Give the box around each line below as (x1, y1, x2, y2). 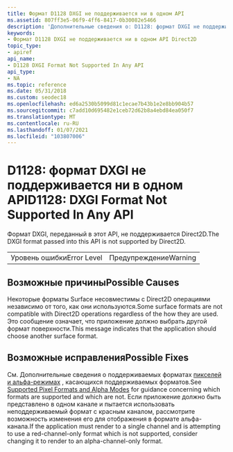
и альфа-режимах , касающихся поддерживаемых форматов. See (7, 378, 202, 386)
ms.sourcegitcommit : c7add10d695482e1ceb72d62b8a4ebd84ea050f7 (7, 107, 194, 114)
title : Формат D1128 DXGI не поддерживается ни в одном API (7, 10, 185, 17)
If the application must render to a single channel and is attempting (29, 421, 221, 430)
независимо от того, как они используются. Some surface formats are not (7, 303, 223, 310)
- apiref (7, 49, 33, 56)
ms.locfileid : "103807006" (7, 133, 85, 140)
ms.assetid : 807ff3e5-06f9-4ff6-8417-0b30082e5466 (7, 17, 157, 24)
